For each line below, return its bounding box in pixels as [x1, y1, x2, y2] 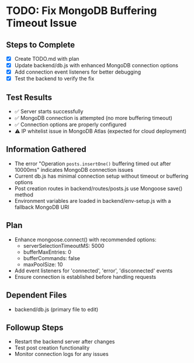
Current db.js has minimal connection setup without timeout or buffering [14, 172, 189, 179]
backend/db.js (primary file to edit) [14, 306, 99, 313]
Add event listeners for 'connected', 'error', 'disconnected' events [14, 267, 173, 274]
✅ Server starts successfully [14, 108, 84, 115]
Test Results [6, 92, 53, 102]
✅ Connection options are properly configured [14, 121, 127, 128]
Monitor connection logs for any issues [14, 351, 109, 358]
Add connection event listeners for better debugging [14, 68, 141, 75]
